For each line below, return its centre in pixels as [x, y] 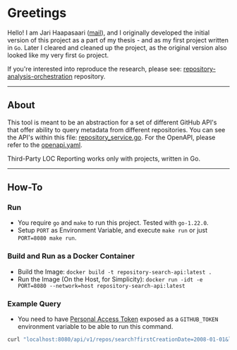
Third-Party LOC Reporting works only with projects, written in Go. [104, 158]
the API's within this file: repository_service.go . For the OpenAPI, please [111, 137]
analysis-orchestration [40, 76]
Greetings [37, 13]
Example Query [34, 303]
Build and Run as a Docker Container [71, 256]
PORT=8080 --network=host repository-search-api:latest [101, 286]
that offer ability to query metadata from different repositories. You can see [116, 129]
